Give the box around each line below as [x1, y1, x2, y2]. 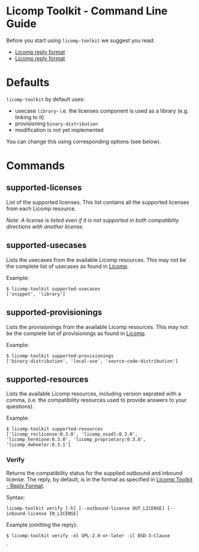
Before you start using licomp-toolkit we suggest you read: [6, 37, 155, 44]
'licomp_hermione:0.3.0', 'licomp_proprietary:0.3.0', [6, 436, 146, 443]
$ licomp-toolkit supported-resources [6, 426, 103, 432]
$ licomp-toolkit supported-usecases [6, 286, 101, 292]
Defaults [6, 76, 50, 89]
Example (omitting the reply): [6, 521, 78, 528]
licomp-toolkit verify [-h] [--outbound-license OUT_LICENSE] [6, 505, 165, 511]
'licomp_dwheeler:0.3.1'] [6, 442, 71, 448]
